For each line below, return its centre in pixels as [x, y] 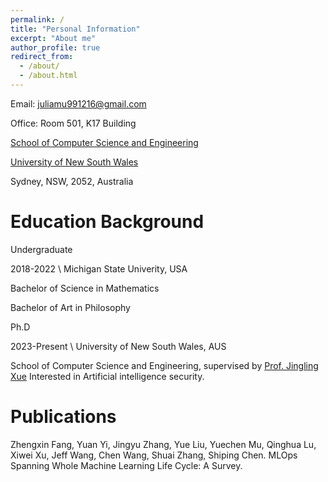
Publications [63, 417]
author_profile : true [55, 47]
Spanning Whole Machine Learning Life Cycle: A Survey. [126, 465]
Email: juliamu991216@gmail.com [78, 103]
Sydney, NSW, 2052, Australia [72, 181]
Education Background [107, 222]
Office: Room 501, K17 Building [73, 123]
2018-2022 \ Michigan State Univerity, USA [99, 268]
